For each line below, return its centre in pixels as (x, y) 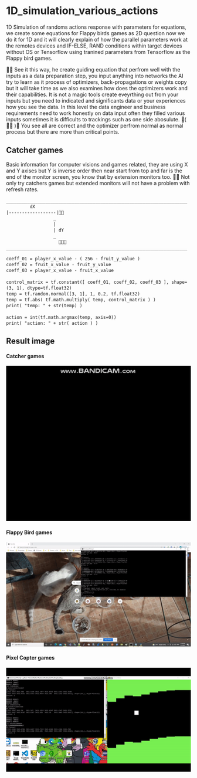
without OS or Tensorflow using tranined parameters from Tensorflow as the (98, 52)
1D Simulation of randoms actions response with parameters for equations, (96, 27)
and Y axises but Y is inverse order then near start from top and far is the (94, 171)
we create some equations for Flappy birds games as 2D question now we (96, 33)
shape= (179, 282)
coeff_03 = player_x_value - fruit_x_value (60, 270)
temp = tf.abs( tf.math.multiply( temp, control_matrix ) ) (81, 300)
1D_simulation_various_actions (82, 11)
